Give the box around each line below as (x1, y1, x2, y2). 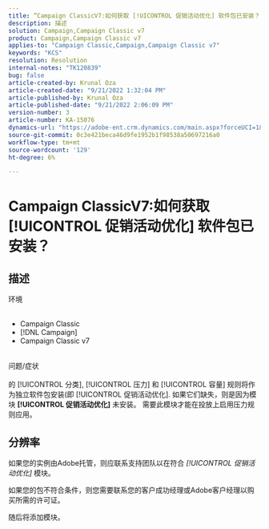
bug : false (8, 71, 45, 79)
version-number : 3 (8, 109, 70, 117)
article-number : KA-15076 (8, 116, 94, 124)
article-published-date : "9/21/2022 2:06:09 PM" (8, 101, 174, 109)
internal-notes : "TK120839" (8, 64, 102, 72)
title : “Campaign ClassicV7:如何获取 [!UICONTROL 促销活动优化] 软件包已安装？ (8, 11, 260, 20)
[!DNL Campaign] (19, 328, 78, 337)
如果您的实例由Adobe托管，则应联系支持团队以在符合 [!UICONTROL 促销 (8, 458, 248, 468)
